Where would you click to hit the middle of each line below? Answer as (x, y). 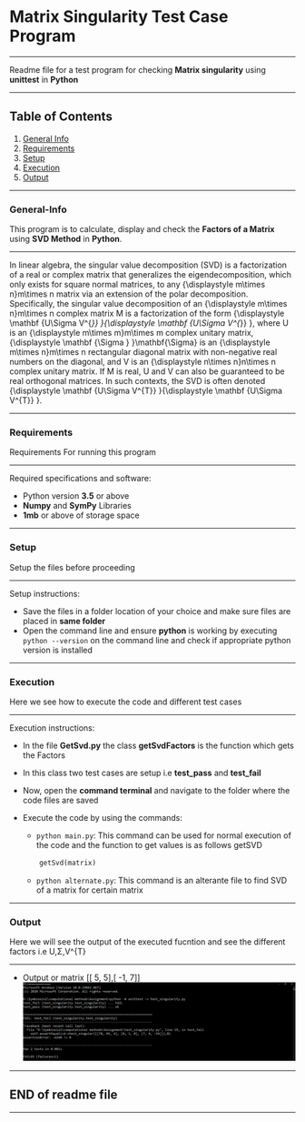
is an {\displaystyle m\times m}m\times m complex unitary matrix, (132, 333)
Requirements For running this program (83, 452)
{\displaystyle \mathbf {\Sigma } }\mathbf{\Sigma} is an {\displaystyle (140, 342)
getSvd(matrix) (68, 863)
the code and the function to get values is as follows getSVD (149, 844)
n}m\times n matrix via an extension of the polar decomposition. (129, 294)
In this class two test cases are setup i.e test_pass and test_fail (142, 773)
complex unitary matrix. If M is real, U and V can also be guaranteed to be (148, 371)
